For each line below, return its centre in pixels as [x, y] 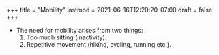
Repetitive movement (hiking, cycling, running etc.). [99, 44]
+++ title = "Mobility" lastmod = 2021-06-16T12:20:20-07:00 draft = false [109, 10]
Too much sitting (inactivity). [67, 37]
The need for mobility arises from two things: [79, 30]
